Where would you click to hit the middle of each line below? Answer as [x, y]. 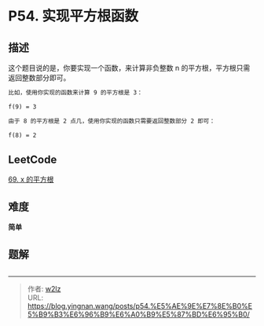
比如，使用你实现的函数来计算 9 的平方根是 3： [75, 93]
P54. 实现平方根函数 [73, 16]
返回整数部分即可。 [39, 78]
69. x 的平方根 [31, 179]
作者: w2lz [44, 288]
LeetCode [33, 159]
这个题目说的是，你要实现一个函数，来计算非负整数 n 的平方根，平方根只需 [129, 68]
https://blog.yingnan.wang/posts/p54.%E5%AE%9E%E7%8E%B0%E [140, 306]
